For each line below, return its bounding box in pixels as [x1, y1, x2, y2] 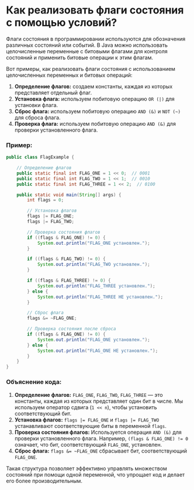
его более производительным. [6, 477, 83, 484]
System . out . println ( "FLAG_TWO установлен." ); [37, 262, 150, 268]
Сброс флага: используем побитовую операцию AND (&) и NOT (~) [14, 108, 181, 115]
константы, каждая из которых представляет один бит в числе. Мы [14, 398, 183, 405]
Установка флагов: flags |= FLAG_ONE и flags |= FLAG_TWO [14, 416, 160, 423]
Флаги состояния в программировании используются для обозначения [6, 35, 186, 42]
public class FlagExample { [6, 155, 75, 160]
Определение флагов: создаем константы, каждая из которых [14, 83, 173, 90]
